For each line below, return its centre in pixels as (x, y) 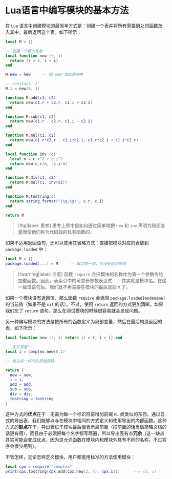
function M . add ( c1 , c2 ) (31, 98)
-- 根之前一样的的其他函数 (30, 361)
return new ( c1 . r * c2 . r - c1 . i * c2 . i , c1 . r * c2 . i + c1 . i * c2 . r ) (74, 140)
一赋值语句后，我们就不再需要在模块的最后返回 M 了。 (74, 287)
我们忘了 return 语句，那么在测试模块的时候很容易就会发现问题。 (74, 311)
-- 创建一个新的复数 (24, 51)
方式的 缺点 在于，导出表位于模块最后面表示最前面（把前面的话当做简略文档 (84, 427)
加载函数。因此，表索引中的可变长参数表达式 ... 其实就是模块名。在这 (92, 281)
